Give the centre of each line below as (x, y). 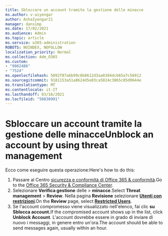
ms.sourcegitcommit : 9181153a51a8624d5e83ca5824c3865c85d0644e (73, 80)
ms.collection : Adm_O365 (31, 57)
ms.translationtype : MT (30, 85)
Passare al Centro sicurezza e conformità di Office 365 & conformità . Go (87, 180)
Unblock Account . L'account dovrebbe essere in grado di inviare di (83, 217)
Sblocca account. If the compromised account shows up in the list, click (88, 212)
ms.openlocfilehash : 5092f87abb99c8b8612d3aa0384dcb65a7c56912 (73, 76)
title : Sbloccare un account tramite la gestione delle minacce (74, 10)
